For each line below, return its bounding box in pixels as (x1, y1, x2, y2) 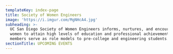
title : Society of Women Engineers (5, 12, 82, 17)
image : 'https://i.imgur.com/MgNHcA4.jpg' (5, 17, 98, 22)
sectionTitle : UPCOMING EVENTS (5, 41, 73, 46)
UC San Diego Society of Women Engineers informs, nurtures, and (10, 27, 153, 32)
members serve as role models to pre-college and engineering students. (10, 37, 169, 42)
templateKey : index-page (5, 7, 59, 13)
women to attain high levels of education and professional (10, 31, 142, 37)
